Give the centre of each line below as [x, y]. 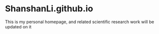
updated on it [18, 26]
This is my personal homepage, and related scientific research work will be [80, 22]
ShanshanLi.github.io [49, 9]
